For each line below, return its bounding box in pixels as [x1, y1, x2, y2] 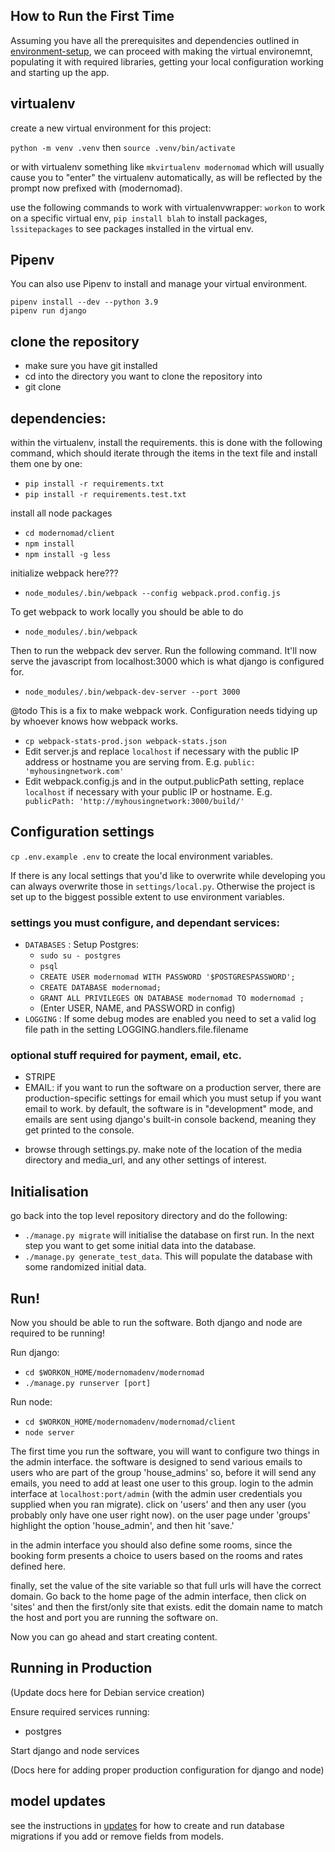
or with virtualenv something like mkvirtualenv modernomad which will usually [10, 160, 325, 173]
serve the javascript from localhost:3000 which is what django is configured [10, 655, 325, 668]
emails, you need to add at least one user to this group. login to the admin [10, 1477, 314, 1489]
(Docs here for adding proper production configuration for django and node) [10, 1764, 325, 1776]
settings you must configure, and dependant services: [10, 915, 280, 929]
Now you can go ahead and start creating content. [10, 1631, 218, 1643]
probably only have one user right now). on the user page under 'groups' [10, 1509, 311, 1521]
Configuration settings [10, 824, 155, 841]
